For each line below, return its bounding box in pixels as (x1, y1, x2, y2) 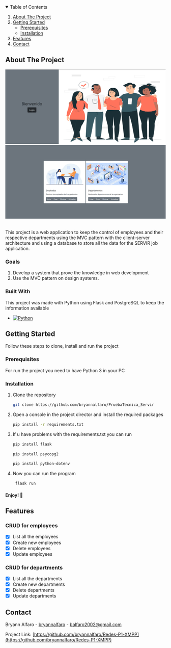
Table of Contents (10, 4, 47, 10)
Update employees (12, 551, 52, 557)
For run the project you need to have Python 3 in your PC (5, 367, 125, 373)
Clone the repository (12, 392, 56, 398)
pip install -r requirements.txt (12, 422, 84, 427)
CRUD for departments (5, 564, 63, 571)
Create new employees (12, 539, 62, 546)
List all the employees (12, 534, 59, 540)
